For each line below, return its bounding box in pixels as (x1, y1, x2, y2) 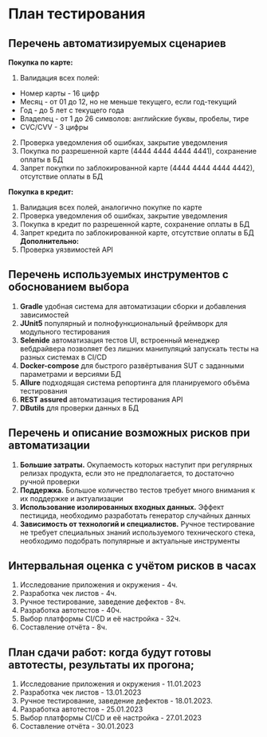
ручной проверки (19, 476, 80, 486)
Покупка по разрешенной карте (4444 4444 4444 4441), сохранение (19, 147, 257, 155)
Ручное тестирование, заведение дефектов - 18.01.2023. (19, 696, 213, 706)
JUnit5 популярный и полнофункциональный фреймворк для (19, 318, 229, 327)
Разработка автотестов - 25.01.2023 (19, 704, 143, 714)
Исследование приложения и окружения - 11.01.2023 (19, 679, 202, 689)
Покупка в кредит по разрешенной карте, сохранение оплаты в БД (19, 220, 250, 229)
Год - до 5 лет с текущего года (19, 105, 125, 115)
